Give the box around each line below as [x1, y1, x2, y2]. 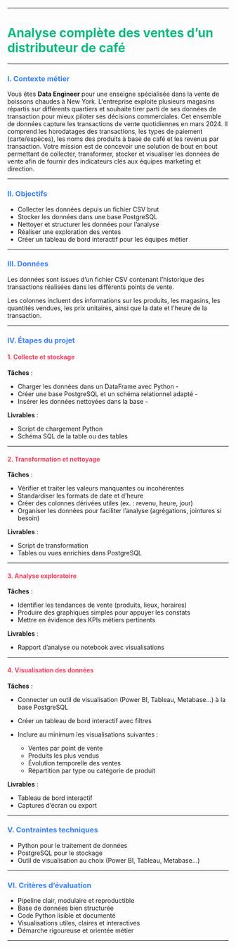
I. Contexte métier [7, 73, 70, 83]
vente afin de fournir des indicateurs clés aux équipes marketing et [7, 157, 202, 166]
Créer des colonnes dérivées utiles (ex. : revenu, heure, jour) [17, 499, 193, 507]
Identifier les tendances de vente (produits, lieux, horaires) [17, 601, 188, 610]
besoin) [17, 514, 40, 522]
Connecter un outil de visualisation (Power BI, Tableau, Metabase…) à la [17, 695, 226, 703]
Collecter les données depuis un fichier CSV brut [17, 205, 159, 214]
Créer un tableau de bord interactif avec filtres [17, 716, 152, 725]
